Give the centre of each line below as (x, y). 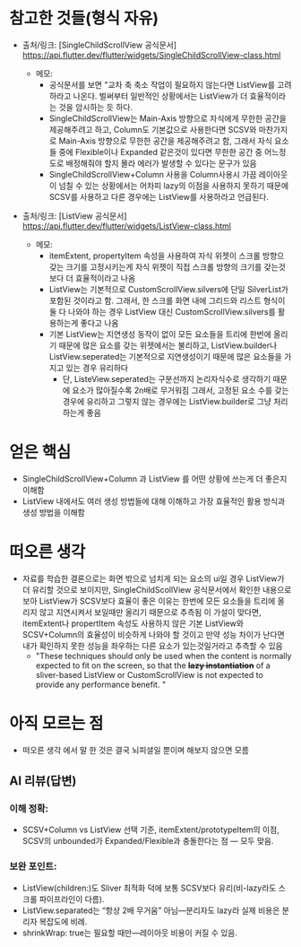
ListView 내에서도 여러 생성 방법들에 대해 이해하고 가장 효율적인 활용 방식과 (154, 501)
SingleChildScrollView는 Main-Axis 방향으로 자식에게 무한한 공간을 (168, 118)
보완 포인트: (33, 866)
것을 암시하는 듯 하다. (95, 107)
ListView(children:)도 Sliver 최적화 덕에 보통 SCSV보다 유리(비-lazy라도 (149, 888)
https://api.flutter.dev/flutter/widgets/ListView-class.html (126, 226)
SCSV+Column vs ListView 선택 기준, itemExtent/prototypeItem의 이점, (150, 830)
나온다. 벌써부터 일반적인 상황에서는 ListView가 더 (160, 96)
